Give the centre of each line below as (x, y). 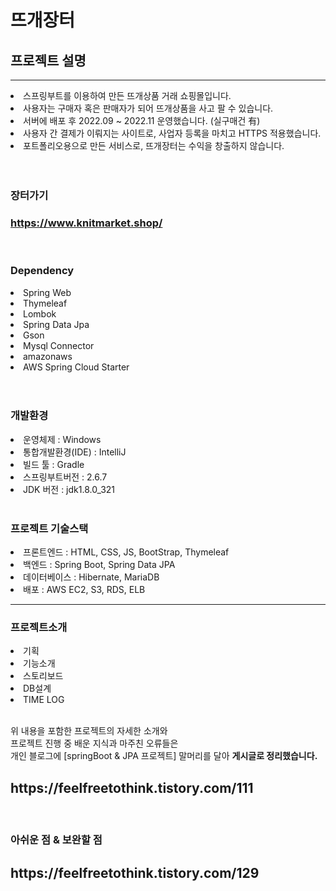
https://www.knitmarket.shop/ (86, 223)
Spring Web (47, 292)
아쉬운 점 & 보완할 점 (56, 840)
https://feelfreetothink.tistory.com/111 (132, 787)
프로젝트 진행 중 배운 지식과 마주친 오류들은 (94, 743)
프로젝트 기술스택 (49, 528)
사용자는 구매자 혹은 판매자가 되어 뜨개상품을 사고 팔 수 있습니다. (148, 108)
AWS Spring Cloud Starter (76, 367)
